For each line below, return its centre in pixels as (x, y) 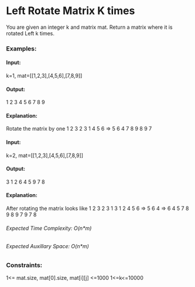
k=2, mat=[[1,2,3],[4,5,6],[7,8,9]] (45, 155)
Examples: (21, 48)
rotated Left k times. (30, 33)
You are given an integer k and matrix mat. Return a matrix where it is (89, 27)
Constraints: (24, 265)
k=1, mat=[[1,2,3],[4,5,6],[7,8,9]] (44, 76)
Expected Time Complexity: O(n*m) (49, 228)
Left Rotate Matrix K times (71, 11)
